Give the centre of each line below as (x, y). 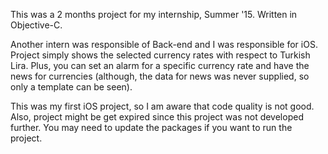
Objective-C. (36, 25)
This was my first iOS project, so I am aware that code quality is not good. (162, 106)
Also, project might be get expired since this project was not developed (157, 117)
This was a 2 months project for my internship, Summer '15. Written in (154, 14)
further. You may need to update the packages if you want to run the (151, 127)
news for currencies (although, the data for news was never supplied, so (160, 76)
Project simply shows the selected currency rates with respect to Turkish (160, 55)
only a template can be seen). (71, 87)
